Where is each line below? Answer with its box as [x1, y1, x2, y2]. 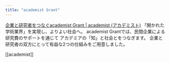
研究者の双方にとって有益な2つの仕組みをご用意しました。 [5, 41, 128, 47]
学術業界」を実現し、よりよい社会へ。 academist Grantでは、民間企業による [5, 28, 165, 35]
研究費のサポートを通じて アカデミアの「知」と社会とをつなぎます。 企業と [5, 35, 163, 41]
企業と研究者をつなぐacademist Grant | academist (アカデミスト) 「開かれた [5, 22, 165, 28]
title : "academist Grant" [5, 7, 60, 13]
